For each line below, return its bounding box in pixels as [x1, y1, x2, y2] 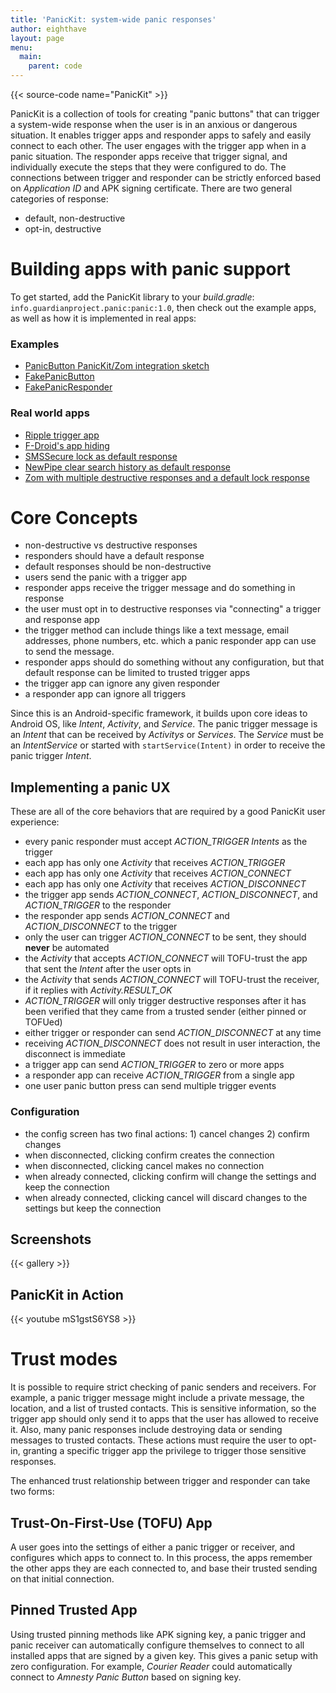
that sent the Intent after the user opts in [24, 963, 192, 975]
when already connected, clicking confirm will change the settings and [24, 1170, 317, 1182]
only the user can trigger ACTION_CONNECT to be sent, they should [24, 931, 307, 943]
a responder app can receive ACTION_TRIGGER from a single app [24, 1069, 295, 1081]
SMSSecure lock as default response [24, 450, 178, 462]
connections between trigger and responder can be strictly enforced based [10, 172, 322, 183]
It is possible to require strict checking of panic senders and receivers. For [10, 1381, 317, 1393]
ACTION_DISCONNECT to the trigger [24, 921, 178, 933]
